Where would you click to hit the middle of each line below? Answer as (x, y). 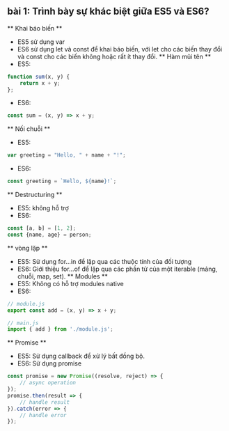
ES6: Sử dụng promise (49, 363)
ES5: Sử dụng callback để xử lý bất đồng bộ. (81, 356)
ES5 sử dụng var (41, 42)
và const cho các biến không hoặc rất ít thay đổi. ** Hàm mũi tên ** (114, 56)
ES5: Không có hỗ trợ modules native (70, 283)
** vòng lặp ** (27, 248)
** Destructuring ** (35, 195)
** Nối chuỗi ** (29, 129)
